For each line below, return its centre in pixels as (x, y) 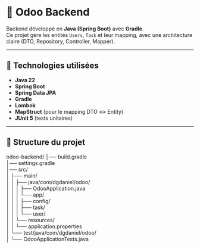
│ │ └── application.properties (44, 226)
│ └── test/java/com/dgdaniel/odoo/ (51, 232)
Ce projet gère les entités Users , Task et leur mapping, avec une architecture (99, 35)
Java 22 (25, 80)
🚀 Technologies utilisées (53, 66)
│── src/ (17, 169)
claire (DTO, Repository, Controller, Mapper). (60, 41)
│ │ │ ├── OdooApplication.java (46, 188)
